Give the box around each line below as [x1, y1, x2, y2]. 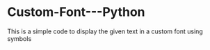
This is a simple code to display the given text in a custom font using [7, 27, 203, 35]
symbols [7, 34, 32, 42]
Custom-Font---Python [7, 4, 145, 20]
